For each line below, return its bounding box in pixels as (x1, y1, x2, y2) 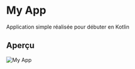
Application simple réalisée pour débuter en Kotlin (6, 23, 130, 30)
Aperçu (6, 40, 35, 51)
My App (6, 4, 47, 17)
